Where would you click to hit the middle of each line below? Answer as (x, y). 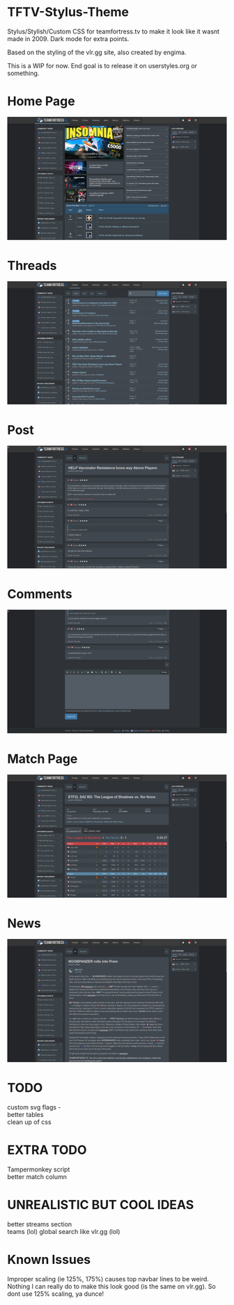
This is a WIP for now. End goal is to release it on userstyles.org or (102, 65)
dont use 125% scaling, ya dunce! (56, 1294)
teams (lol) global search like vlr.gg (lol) (64, 1231)
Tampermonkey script (39, 1169)
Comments (40, 594)
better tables (25, 1115)
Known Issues (49, 1260)
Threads (32, 266)
